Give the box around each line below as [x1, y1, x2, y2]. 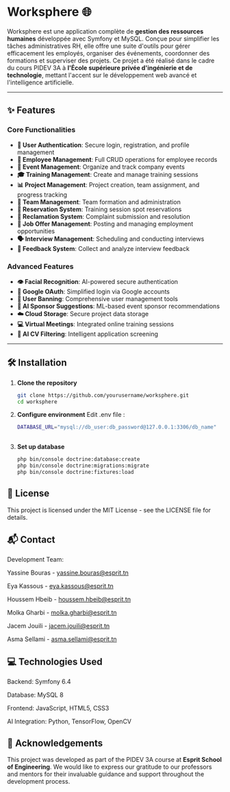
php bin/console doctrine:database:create [16, 456, 140, 463]
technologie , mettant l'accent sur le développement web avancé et [7, 71, 197, 79]
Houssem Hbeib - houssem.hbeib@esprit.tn [7, 595, 131, 603]
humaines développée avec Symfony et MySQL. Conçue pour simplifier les [7, 34, 220, 43]
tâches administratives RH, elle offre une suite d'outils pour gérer [7, 42, 190, 50]
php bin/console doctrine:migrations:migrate [16, 462, 149, 470]
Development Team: [7, 555, 64, 564]
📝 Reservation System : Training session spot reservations [16, 205, 182, 213]
